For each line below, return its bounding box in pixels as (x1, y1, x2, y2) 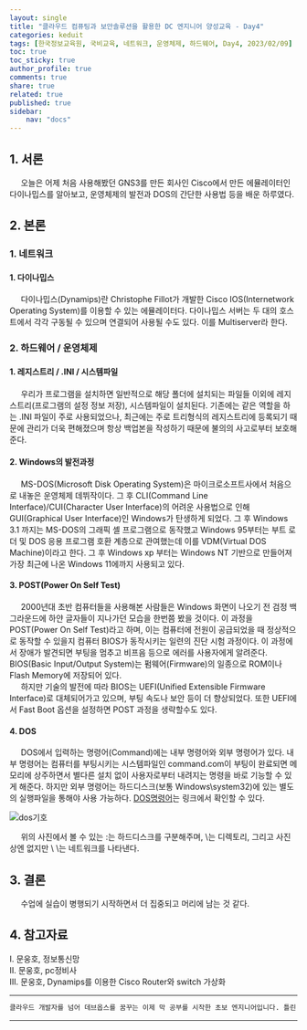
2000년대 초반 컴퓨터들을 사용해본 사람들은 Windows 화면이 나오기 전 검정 (20, 601, 288, 612)
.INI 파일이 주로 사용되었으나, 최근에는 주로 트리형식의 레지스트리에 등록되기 (18, 411, 288, 422)
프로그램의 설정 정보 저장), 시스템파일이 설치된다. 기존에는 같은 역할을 (34, 399, 281, 411)
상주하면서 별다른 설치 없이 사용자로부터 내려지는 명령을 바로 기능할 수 (33, 770, 283, 781)
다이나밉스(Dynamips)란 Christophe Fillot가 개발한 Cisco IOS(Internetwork (20, 294, 295, 305)
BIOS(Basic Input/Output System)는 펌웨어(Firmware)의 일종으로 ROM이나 (9, 658, 283, 669)
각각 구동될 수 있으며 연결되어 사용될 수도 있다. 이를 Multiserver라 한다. (33, 317, 288, 328)
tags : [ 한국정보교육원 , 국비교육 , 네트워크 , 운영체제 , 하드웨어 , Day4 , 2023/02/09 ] (9, 38, 293, 48)
